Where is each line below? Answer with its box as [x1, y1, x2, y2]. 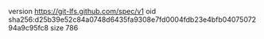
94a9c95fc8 [8, 23, 49, 32]
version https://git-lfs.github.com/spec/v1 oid [8, 7, 157, 16]
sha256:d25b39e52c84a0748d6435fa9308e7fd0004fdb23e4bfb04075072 [8, 15, 257, 24]
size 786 [50, 23, 79, 32]
